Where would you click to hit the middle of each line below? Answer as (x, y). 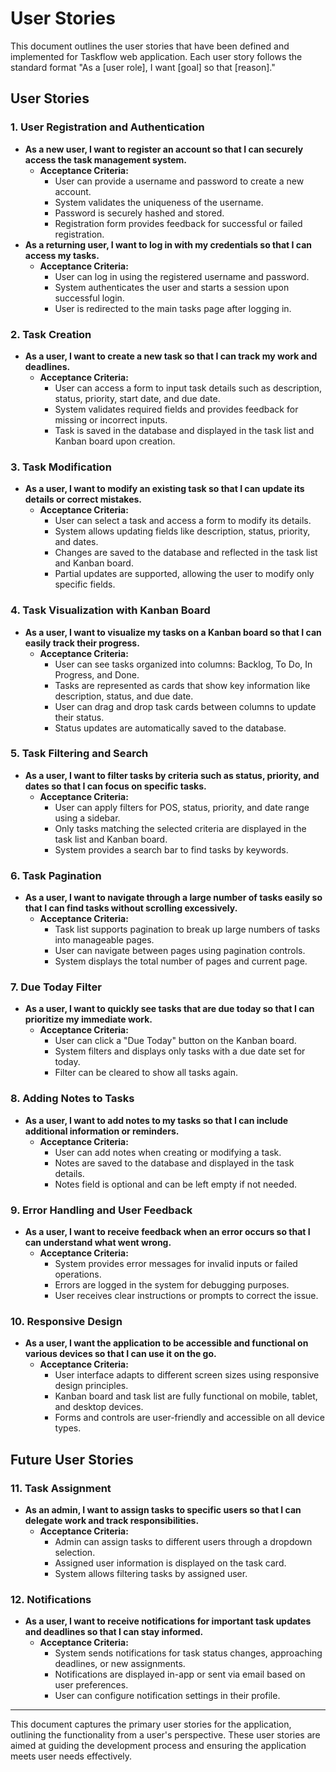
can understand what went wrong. (98, 1242)
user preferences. (91, 1685)
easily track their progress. (82, 643)
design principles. (91, 1386)
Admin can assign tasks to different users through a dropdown (183, 1541)
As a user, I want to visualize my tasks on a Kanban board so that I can (173, 632)
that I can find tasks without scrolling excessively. (131, 908)
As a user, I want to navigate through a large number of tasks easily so (173, 898)
